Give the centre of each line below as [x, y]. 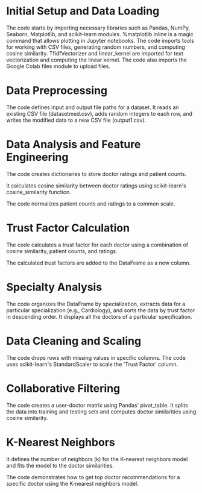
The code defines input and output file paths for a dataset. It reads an [93, 107]
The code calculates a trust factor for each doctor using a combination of [97, 245]
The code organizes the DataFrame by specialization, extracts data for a [96, 304]
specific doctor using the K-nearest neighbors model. [72, 483]
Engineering [37, 157]
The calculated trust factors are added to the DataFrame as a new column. [99, 263]
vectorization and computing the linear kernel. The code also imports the [97, 60]
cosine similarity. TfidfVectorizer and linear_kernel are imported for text [95, 53]
